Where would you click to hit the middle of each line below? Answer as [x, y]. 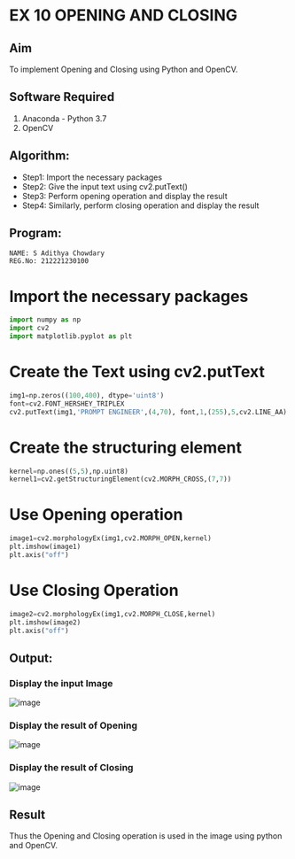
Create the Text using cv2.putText [137, 372]
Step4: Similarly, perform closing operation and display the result [140, 205]
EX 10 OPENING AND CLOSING [123, 15]
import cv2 [29, 329]
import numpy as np [45, 320]
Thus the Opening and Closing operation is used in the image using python [146, 836]
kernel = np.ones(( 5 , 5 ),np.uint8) [69, 471]
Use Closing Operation [94, 591]
